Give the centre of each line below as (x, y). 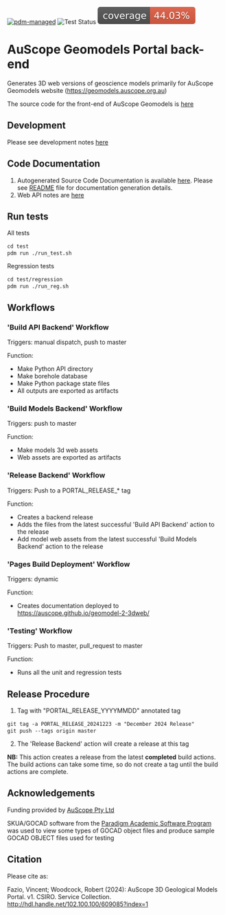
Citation (25, 860)
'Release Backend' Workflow (56, 475)
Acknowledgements (51, 794)
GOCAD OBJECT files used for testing (61, 838)
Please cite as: (28, 876)
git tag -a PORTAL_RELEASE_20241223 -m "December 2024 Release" (101, 724)
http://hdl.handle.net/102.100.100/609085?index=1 (78, 904)
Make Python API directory (55, 369)
